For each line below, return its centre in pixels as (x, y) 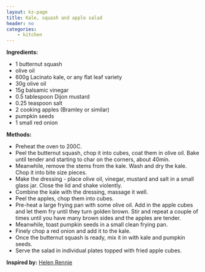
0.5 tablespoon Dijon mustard (52, 97)
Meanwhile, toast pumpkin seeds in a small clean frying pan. (91, 225)
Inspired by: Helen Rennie (39, 263)
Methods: (19, 135)
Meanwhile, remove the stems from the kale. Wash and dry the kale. (101, 166)
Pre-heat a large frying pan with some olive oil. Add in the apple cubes (104, 205)
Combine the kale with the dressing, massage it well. (81, 192)
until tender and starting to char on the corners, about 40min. (92, 159)
